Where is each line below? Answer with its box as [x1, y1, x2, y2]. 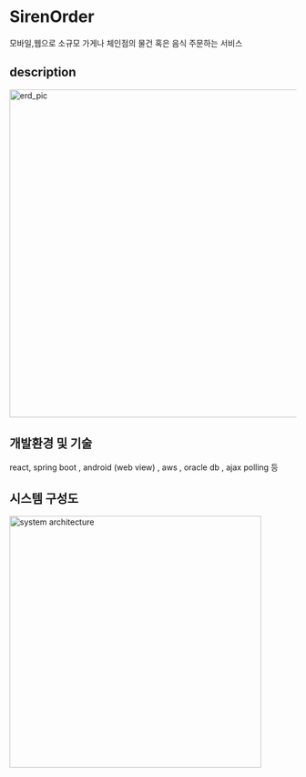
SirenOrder [9, 6, 95, 27]
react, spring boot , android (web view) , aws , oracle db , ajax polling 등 [9, 462, 280, 473]
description [9, 65, 76, 80]
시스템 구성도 [9, 490, 79, 506]
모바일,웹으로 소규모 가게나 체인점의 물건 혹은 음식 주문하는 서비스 [9, 37, 243, 48]
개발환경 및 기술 [9, 435, 93, 452]
